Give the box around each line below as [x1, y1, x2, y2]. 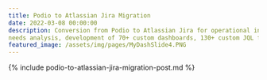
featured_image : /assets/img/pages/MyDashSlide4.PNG [8, 41, 187, 49]
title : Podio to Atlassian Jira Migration [8, 11, 151, 20]
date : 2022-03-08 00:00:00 [8, 19, 98, 27]
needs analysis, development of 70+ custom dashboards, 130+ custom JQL [8, 33, 254, 42]
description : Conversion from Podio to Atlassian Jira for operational [8, 26, 250, 34]
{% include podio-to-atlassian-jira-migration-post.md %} [8, 63, 195, 72]
